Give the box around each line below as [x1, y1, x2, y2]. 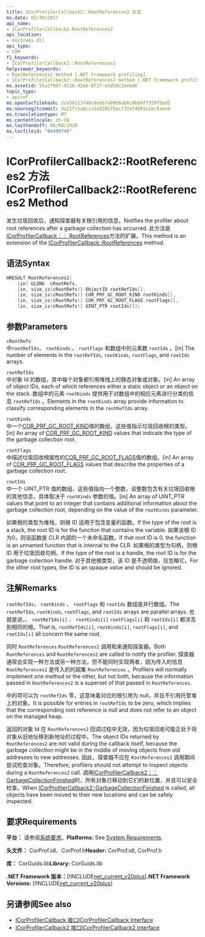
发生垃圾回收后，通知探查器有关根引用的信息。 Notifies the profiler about [6, 216, 189, 224]
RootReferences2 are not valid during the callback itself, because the [6, 740, 178, 747]
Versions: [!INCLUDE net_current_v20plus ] [6, 880, 113, 887]
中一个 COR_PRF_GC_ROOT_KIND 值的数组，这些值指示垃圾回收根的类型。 [6, 422, 191, 430]
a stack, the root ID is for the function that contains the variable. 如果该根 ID [6, 526, 196, 534]
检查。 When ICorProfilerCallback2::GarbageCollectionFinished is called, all [6, 784, 195, 792]
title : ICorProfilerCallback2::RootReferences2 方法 [6, 9, 142, 15]
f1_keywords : [6, 54, 40, 61]
